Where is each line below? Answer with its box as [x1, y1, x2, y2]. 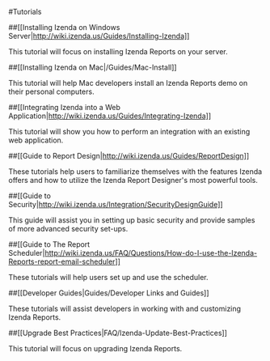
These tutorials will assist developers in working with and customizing [8, 304, 241, 313]
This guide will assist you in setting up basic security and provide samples [8, 215, 255, 225]
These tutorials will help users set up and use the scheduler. [8, 273, 209, 282]
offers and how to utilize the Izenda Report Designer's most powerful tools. [8, 176, 259, 185]
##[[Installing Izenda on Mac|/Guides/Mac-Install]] [8, 62, 177, 72]
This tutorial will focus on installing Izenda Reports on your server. [8, 47, 228, 56]
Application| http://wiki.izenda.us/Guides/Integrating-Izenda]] [8, 111, 212, 121]
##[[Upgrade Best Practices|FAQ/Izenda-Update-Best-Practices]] [8, 328, 228, 338]
